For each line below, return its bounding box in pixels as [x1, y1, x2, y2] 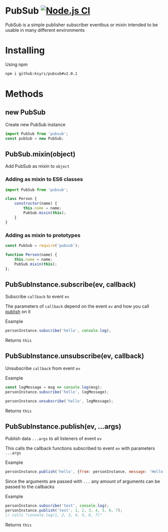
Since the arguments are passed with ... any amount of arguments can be [5, 479, 160, 485]
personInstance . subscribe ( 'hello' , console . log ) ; [5, 328, 112, 334]
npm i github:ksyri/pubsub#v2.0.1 [5, 71, 78, 76]
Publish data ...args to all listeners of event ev [5, 436, 102, 442]
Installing [5, 45, 45, 56]
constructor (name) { [14, 201, 57, 206]
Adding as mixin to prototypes [5, 232, 80, 239]
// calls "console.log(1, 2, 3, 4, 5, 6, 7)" [5, 512, 102, 517]
